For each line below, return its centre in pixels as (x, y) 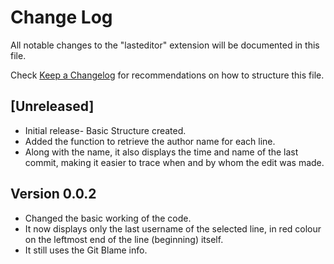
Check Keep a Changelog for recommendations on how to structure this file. (167, 75)
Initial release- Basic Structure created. (105, 130)
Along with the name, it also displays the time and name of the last (161, 152)
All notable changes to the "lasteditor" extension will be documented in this (165, 45)
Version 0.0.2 (53, 194)
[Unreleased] (52, 106)
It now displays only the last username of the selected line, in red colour (173, 228)
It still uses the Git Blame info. (86, 250)
